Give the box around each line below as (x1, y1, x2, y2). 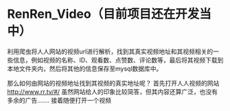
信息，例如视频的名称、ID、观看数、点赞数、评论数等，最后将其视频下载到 (12, 56, 224, 64)
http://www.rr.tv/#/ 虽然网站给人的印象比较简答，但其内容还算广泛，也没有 (7, 87, 218, 96)
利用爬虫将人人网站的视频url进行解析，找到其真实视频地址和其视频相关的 (7, 47, 214, 56)
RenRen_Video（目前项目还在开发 (7, 6, 200, 22)
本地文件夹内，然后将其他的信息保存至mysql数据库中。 (7, 64, 163, 73)
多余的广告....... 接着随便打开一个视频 (7, 96, 112, 104)
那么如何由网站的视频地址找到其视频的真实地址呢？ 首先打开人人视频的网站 (7, 79, 220, 87)
